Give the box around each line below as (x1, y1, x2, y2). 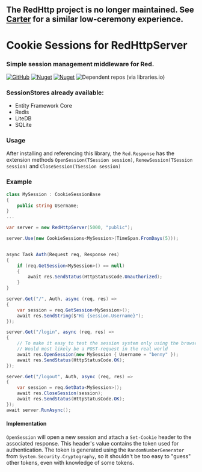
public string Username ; (17, 203, 79, 209)
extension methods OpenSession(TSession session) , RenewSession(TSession (6, 156, 193, 164)
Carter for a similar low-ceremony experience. (6, 14, 183, 25)
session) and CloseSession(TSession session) (6, 162, 121, 170)
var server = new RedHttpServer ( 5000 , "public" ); (6, 225, 133, 231)
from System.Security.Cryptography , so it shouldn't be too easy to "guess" (6, 452, 191, 459)
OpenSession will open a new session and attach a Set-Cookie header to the (6, 433, 192, 441)
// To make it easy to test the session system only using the (17, 340, 179, 346)
